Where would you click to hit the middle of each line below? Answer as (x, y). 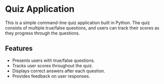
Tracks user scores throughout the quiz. (53, 65)
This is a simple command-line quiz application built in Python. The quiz (78, 23)
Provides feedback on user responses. (51, 76)
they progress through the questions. (42, 33)
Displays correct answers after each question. (59, 71)
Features (19, 48)
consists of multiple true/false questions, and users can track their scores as (82, 28)
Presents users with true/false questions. (54, 60)
